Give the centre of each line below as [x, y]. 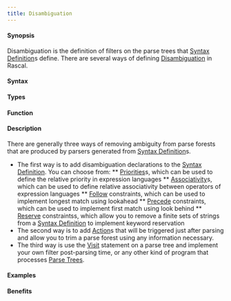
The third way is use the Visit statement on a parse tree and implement [118, 245]
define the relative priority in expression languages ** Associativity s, [114, 179]
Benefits [20, 291]
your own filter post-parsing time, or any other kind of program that [113, 252]
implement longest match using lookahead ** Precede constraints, [112, 201]
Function [20, 113]
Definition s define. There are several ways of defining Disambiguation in [110, 58]
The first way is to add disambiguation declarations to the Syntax [109, 164]
